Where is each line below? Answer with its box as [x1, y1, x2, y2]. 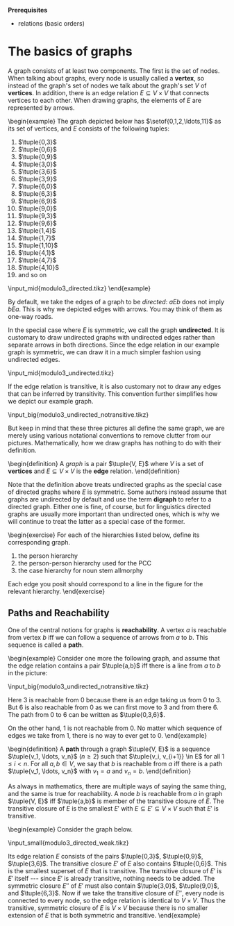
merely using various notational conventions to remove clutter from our [8, 431, 211, 440]
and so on [17, 270, 47, 279]
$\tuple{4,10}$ [17, 263, 60, 272]
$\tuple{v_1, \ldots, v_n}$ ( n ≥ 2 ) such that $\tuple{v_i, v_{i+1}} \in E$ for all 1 [8, 752, 225, 760]
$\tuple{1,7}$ [17, 233, 56, 242]
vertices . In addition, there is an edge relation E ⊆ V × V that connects [8, 88, 210, 97]
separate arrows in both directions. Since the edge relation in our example [8, 340, 219, 349]
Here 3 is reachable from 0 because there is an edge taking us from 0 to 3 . [8, 695, 222, 704]
